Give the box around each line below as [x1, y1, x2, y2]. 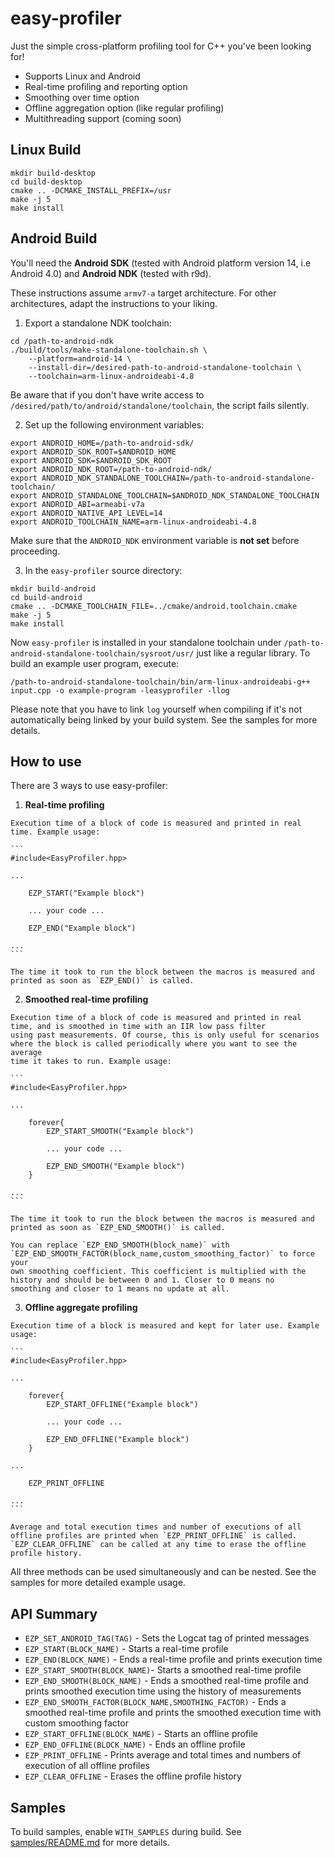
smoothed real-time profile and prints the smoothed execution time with [24, 1707, 322, 1719]
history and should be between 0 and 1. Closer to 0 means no [10, 1275, 275, 1286]
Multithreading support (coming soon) [24, 112, 182, 124]
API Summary [10, 1605, 98, 1622]
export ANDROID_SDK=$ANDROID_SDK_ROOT [10, 455, 172, 466]
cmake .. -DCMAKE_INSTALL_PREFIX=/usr [10, 185, 172, 196]
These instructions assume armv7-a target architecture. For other [10, 287, 277, 299]
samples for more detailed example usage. [10, 1577, 186, 1589]
